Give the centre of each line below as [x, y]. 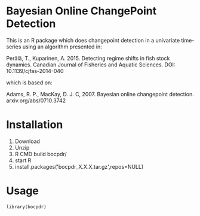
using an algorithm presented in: [62, 47]
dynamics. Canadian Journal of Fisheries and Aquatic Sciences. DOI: [91, 65]
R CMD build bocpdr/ [41, 154]
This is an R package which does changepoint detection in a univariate [93, 40]
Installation [35, 125]
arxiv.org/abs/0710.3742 [36, 101]
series [14, 47]
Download [27, 141]
